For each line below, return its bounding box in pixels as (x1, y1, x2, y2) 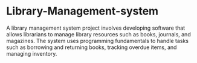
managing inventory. (6, 50, 57, 57)
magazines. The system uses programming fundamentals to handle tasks (6, 37, 189, 44)
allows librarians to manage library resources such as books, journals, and (6, 30, 192, 38)
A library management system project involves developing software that (6, 24, 186, 31)
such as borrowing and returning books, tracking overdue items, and (6, 44, 177, 51)
